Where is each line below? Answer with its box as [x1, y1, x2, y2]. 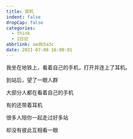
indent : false [6, 14, 41, 20]
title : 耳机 [6, 8, 34, 15]
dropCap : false [6, 19, 44, 25]
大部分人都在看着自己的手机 [6, 89, 74, 96]
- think [11, 31, 31, 37]
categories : [6, 25, 35, 31]
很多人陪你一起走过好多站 [6, 114, 69, 121]
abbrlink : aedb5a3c [6, 42, 54, 48]
